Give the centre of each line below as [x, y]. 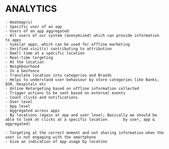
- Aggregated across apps [32, 111]
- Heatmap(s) [19, 22]
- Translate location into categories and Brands [59, 75]
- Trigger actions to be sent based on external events [65, 93]
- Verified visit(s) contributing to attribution [59, 48]
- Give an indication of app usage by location [56, 141]
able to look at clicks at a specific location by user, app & [80, 119]
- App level [18, 106]
